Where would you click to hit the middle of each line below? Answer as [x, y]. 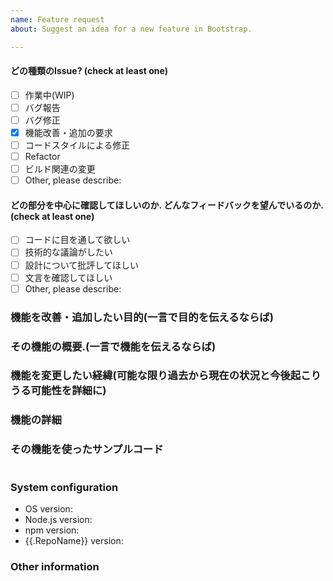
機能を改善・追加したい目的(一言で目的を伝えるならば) [142, 317]
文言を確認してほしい [68, 277]
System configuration [64, 487]
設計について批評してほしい [81, 265]
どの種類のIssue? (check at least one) [89, 71]
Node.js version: [58, 519]
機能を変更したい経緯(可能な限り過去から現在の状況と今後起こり [166, 376]
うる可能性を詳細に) [58, 391]
